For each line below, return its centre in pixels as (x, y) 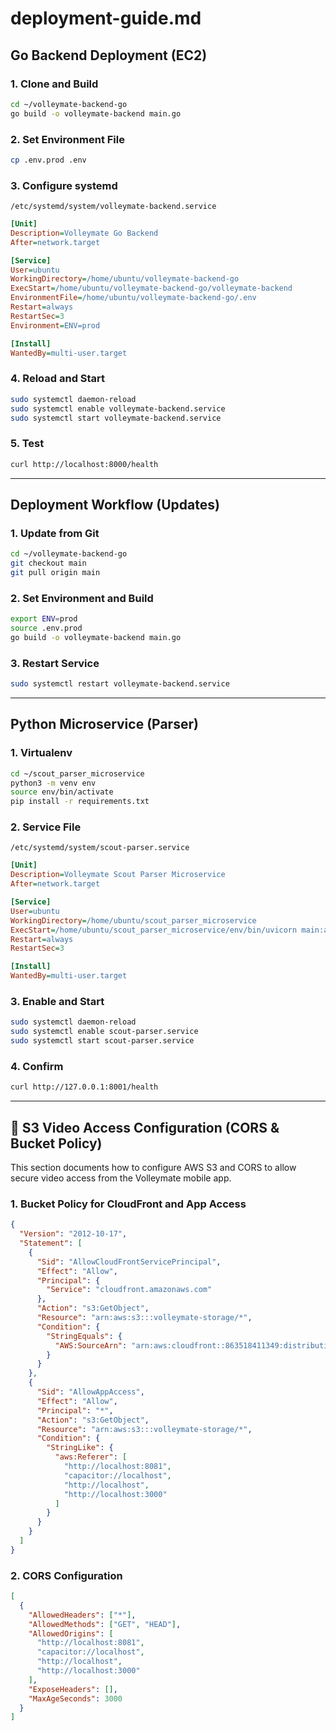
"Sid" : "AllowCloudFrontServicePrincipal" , (129, 1262)
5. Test (27, 444)
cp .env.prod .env (48, 160)
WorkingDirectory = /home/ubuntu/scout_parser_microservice (133, 920)
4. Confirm (37, 1066)
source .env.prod (46, 628)
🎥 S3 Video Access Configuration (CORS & (145, 1127)
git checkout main (48, 563)
